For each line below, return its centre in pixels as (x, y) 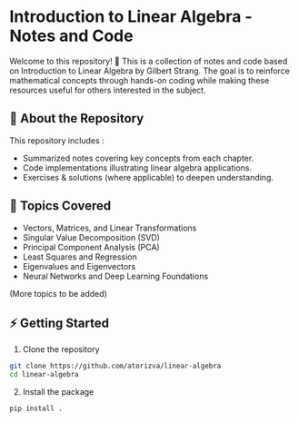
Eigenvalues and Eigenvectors (79, 266)
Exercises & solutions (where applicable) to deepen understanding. (148, 177)
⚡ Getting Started (59, 323)
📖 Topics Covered (60, 206)
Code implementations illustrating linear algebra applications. (137, 167)
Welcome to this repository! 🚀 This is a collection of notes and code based (149, 61)
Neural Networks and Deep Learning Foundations (115, 276)
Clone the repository (61, 349)
